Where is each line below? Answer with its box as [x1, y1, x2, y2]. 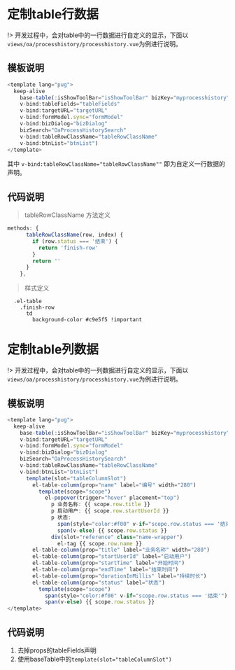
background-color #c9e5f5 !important [32, 316, 142, 323]
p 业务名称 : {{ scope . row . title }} [51, 501, 150, 508]
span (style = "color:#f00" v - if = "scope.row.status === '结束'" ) [44, 592, 228, 599]
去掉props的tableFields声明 [17, 646, 97, 655]
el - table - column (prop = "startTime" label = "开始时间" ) [32, 559, 185, 567]
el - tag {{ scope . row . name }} [57, 540, 142, 547]
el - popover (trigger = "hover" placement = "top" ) [44, 494, 180, 501]
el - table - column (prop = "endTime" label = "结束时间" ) [32, 566, 179, 573]
